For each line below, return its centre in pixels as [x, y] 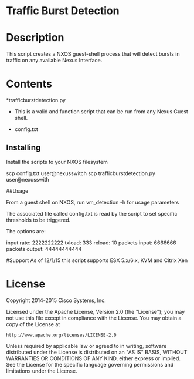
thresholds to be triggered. [38, 220]
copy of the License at [33, 324]
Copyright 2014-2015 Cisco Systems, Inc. [56, 300]
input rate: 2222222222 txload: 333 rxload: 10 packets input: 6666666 [91, 243]
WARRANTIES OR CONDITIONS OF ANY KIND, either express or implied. [93, 358]
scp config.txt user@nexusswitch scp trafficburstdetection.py [81, 173]
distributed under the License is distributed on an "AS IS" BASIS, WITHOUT [97, 352]
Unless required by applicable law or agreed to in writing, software [86, 346]
